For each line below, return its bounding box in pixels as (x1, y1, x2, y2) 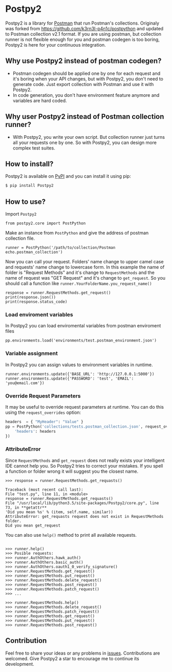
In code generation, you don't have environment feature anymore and (12, 92, 160, 98)
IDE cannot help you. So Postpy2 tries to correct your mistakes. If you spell (5, 463, 163, 469)
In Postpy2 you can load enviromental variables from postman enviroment (5, 323, 161, 329)
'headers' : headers (14, 429, 56, 434)
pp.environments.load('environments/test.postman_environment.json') (5, 338, 157, 343)
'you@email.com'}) (5, 380, 45, 386)
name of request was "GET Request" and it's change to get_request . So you (5, 275, 165, 281)
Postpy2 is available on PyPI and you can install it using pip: (5, 173, 132, 179)
